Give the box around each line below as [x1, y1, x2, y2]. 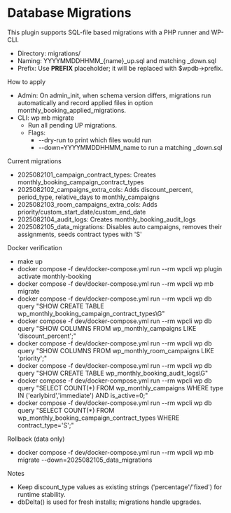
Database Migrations [7, 5, 132, 21]
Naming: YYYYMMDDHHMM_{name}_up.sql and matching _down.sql [17, 56, 217, 64]
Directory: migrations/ [17, 49, 81, 57]
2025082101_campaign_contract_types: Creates [17, 170, 156, 179]
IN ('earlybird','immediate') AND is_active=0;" [17, 391, 148, 399]
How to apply [7, 77, 46, 85]
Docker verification [7, 243, 62, 252]
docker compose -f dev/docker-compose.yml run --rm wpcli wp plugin [17, 264, 223, 273]
